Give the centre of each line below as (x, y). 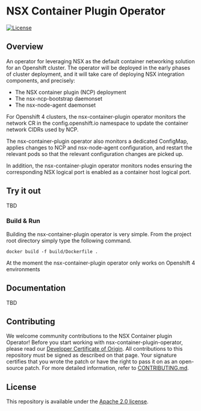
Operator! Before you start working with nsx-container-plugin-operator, (95, 342)
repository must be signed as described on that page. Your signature (91, 355)
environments (23, 269)
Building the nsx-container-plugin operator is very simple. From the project (99, 234)
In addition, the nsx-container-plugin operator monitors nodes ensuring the (99, 165)
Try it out (23, 191)
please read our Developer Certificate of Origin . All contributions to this (94, 349)
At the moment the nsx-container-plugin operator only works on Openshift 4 (101, 263)
